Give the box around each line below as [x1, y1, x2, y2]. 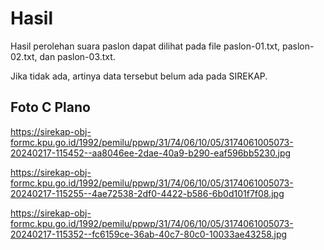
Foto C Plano [10, 99, 91, 116]
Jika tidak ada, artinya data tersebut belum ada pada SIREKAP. [10, 70, 268, 82]
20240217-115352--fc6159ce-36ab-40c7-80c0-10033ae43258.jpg [10, 228, 288, 240]
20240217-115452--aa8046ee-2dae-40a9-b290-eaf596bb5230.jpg [10, 147, 292, 159]
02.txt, [10, 50, 38, 62]
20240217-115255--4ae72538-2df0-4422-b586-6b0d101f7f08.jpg [10, 187, 285, 199]
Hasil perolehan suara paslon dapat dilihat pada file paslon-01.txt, [10, 40, 281, 52]
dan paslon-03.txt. [39, 50, 116, 62]
